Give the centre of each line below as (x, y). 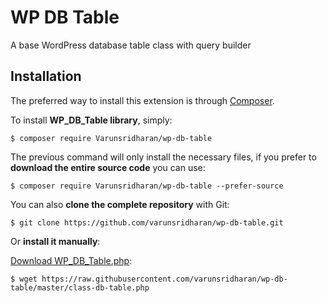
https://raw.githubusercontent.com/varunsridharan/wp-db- (164, 279)
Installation (46, 76)
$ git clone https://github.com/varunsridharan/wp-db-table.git (147, 222)
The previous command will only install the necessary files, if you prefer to (163, 157)
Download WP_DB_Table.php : (71, 260)
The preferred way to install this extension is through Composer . (142, 100)
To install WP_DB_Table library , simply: (91, 120)
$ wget (24, 279)
